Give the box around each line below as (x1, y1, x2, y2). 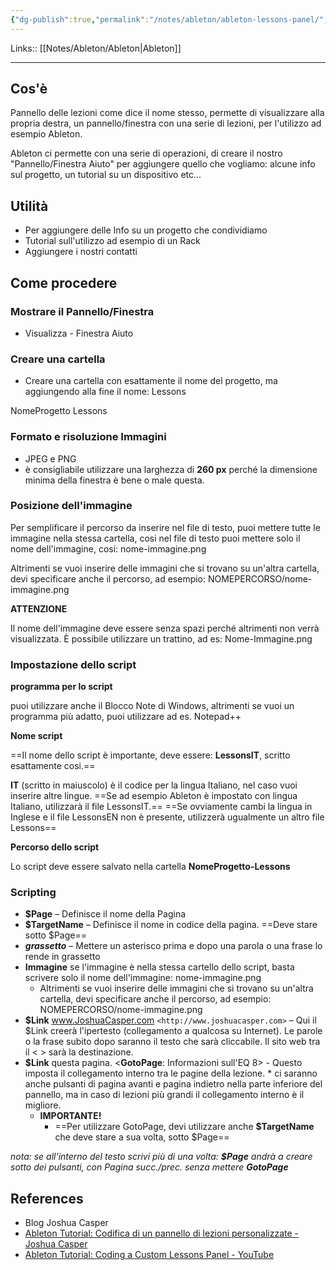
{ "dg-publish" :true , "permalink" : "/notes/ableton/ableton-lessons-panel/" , (10, 14, 329, 25)
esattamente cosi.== (10, 760, 96, 772)
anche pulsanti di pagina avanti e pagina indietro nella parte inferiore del (24, 1078, 323, 1090)
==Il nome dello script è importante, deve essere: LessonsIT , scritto (10, 749, 291, 761)
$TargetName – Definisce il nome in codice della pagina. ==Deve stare (24, 919, 318, 931)
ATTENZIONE (10, 602, 68, 615)
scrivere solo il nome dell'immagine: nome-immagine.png (24, 972, 262, 984)
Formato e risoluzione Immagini (10, 430, 167, 444)
